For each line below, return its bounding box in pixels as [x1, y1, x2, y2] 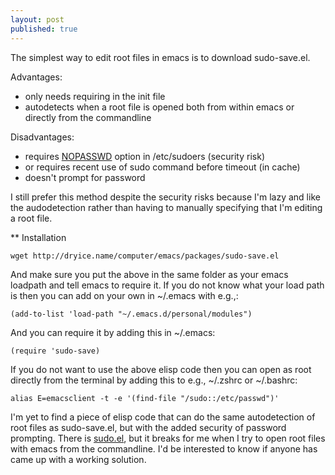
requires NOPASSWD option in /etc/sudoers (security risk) [24, 150, 265, 162]
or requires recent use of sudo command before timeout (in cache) [24, 161, 301, 173]
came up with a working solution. [10, 453, 147, 465]
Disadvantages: [10, 131, 75, 143]
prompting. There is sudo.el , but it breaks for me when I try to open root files [10, 432, 326, 444]
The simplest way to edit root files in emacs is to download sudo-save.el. [10, 51, 311, 63]
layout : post [10, 14, 65, 25]
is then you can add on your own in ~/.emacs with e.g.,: [10, 289, 239, 301]
